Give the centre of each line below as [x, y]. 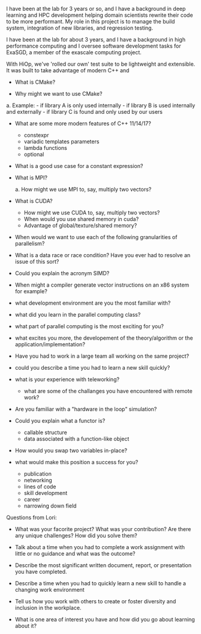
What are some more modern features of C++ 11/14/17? [83, 123]
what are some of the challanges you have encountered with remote [108, 391]
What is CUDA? [34, 201]
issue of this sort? [37, 262]
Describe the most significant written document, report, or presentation [103, 565]
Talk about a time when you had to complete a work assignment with [100, 547]
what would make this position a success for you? [76, 462]
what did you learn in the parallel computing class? [78, 315]
